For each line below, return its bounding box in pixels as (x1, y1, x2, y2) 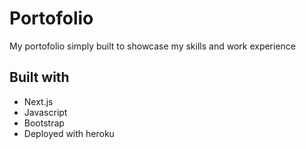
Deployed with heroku (23, 127, 115, 139)
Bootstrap (23, 117, 65, 129)
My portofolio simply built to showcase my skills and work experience (9, 40, 297, 52)
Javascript (23, 106, 68, 118)
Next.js (23, 95, 54, 107)
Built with (9, 69, 70, 86)
